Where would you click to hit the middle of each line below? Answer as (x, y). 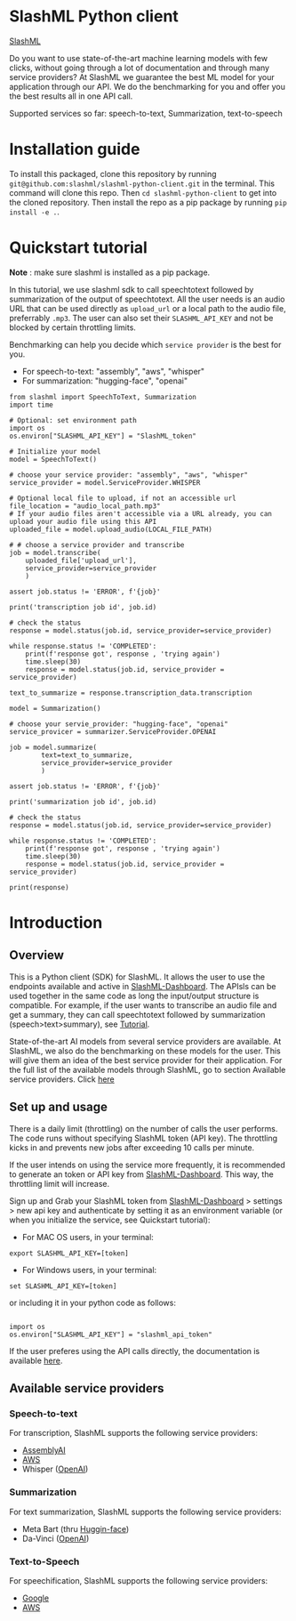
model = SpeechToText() (53, 459)
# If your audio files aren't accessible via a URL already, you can (141, 513)
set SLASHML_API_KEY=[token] (63, 1286)
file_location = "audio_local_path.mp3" (85, 506)
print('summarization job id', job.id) (83, 802)
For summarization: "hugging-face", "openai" (105, 381)
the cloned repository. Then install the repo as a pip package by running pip (148, 202)
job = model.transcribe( (55, 552)
